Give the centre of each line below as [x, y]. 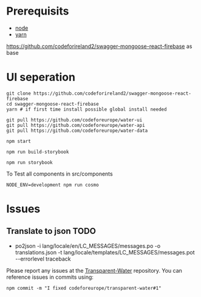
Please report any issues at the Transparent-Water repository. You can [94, 270]
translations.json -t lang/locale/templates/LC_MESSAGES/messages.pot [105, 252]
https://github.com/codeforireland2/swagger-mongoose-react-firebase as [99, 46]
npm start [19, 141]
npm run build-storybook [38, 152]
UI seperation [41, 77]
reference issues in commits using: [50, 277]
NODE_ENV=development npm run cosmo [53, 185]
